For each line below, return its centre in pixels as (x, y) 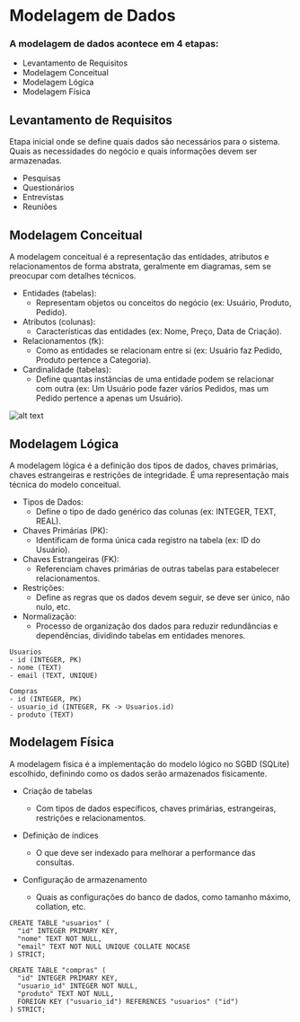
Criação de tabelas (57, 790)
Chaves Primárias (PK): (65, 530)
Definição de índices (60, 835)
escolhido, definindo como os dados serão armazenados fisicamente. (138, 773)
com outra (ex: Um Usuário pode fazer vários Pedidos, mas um (152, 389)
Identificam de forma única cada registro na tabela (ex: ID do (148, 540)
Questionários (48, 188)
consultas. (55, 862)
